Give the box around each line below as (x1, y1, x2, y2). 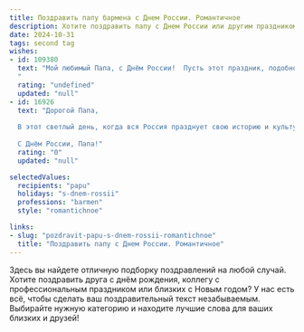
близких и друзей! (9, 312, 80, 323)
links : (9, 223, 34, 232)
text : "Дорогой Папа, (17, 106, 100, 115)
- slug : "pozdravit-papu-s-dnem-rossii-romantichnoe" (9, 231, 217, 240)
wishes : (9, 47, 39, 56)
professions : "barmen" (17, 198, 103, 207)
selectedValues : (9, 173, 71, 182)
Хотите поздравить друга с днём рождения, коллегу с (9, 273, 220, 285)
